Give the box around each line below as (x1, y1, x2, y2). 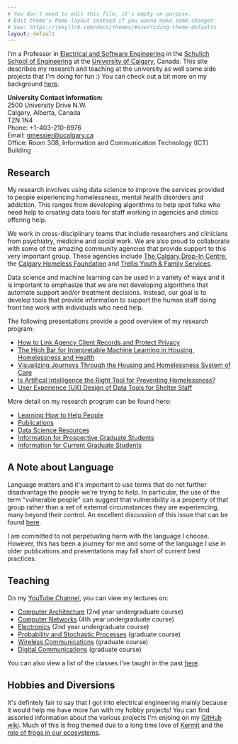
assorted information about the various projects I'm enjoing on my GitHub (7, 713, 222, 721)
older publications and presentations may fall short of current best (7, 546, 200, 555)
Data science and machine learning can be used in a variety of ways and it (7, 274, 225, 282)
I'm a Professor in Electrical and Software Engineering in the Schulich (7, 50, 210, 58)
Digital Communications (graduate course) (17, 645, 142, 653)
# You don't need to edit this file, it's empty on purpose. (7, 10, 192, 18)
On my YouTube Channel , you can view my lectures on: (7, 593, 169, 602)
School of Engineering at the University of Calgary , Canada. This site (7, 57, 208, 66)
